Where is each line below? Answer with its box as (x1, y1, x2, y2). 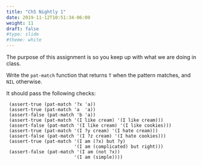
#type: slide (6, 31, 39, 37)
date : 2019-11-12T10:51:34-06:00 (6, 14, 91, 21)
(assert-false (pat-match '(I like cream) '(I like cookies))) (8, 123, 172, 129)
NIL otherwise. (6, 78, 42, 85)
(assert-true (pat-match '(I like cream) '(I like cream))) (8, 117, 164, 123)
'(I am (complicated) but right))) (73, 144, 164, 150)
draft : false (6, 25, 39, 32)
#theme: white (6, 37, 42, 43)
